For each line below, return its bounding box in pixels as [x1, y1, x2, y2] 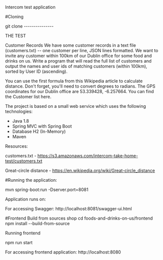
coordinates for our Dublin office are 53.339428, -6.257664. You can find [5, 89, 154, 94]
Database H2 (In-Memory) [12, 129, 66, 134]
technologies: [5, 108, 33, 114]
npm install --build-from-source [5, 221, 70, 226]
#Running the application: [5, 177, 58, 183]
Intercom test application [5, 4, 56, 10]
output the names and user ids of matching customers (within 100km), [5, 64, 148, 69]
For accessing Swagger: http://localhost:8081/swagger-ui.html [5, 206, 132, 211]
